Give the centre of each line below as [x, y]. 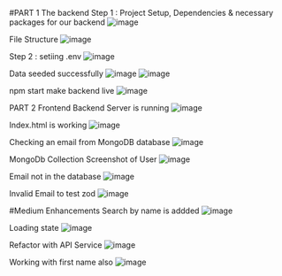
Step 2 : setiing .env [46, 56]
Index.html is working [48, 125]
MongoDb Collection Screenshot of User [83, 159]
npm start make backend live [62, 91]
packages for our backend [57, 22]
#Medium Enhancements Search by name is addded [104, 211]
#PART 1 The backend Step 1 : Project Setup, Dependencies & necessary [141, 13]
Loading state [34, 228]
